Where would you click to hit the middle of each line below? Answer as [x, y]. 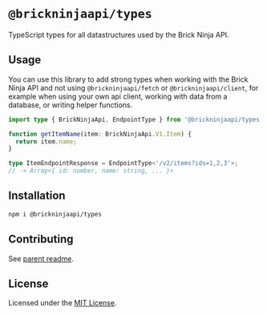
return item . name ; [47, 141]
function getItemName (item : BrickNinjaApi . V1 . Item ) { [100, 134]
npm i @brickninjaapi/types [55, 214]
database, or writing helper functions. [71, 105]
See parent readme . [41, 258]
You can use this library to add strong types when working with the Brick [128, 79]
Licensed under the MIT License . [63, 303]
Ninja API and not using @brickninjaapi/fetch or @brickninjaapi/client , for [133, 87]
